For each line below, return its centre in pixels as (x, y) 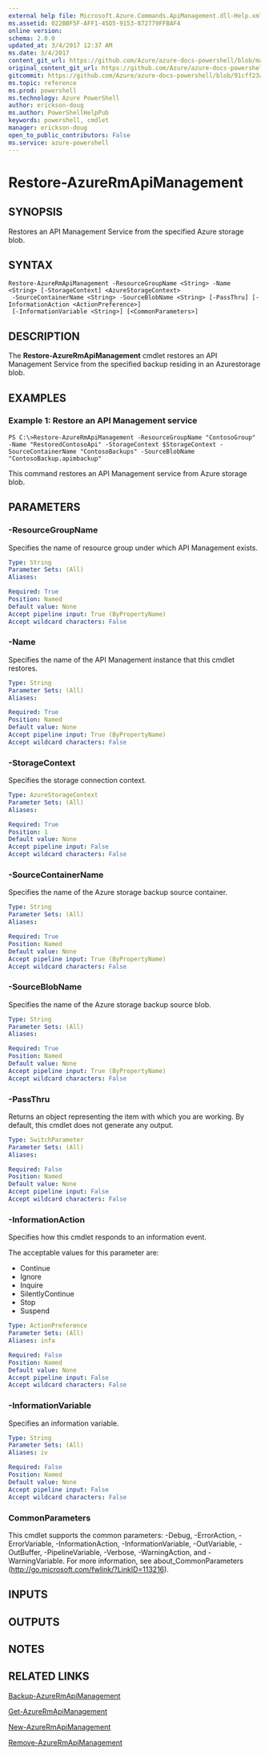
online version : (35, 31)
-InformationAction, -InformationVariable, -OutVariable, (147, 1544)
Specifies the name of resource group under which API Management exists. (133, 548)
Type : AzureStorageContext (53, 795)
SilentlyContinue (47, 1294)
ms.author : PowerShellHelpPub (59, 113)
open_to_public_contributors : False (69, 135)
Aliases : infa (32, 1341)
